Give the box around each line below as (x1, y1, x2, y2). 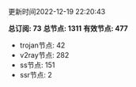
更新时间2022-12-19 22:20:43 (8, 7, 106, 16)
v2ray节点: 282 (19, 51, 70, 59)
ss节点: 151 (19, 60, 55, 70)
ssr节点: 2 (19, 70, 53, 79)
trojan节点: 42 (19, 40, 66, 50)
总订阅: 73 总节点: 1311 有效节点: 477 (8, 24, 128, 33)
